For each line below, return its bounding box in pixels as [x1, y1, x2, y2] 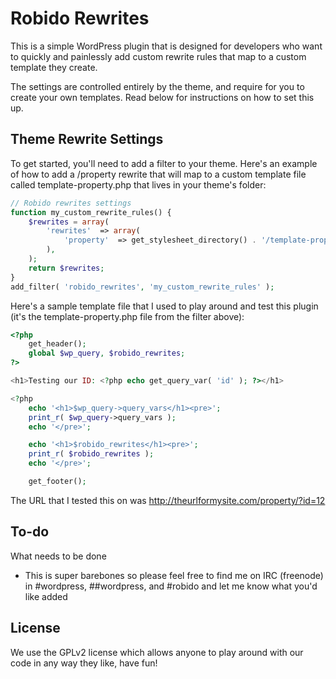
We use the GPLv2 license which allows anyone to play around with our [10, 646, 304, 658]
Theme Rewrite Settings [10, 131, 164, 148]
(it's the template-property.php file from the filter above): [10, 310, 245, 322]
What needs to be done [10, 550, 107, 562]
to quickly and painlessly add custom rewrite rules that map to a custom [10, 50, 307, 62]
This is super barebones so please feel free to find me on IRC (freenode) [24, 569, 324, 581]
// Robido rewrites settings [10, 198, 132, 208]
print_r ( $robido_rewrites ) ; [28, 449, 155, 459]
